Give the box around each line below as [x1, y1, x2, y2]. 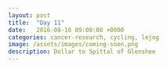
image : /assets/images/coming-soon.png [8, 41, 139, 48]
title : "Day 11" [8, 19, 65, 27]
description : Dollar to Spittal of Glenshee [8, 48, 156, 55]
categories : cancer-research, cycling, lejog [8, 33, 159, 41]
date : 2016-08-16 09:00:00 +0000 [8, 26, 125, 34]
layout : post [8, 11, 51, 20]
